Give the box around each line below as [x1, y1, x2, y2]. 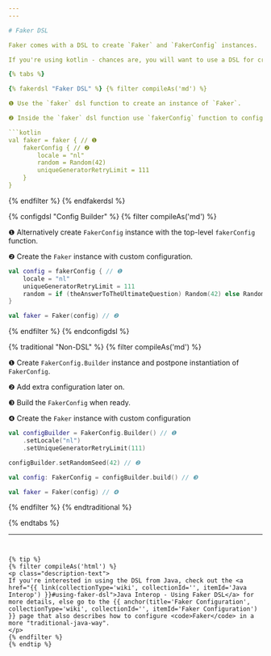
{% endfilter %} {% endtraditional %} [8, 502, 132, 512]
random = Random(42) [37, 159, 106, 167]
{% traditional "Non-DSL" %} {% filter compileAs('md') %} [8, 342, 202, 352]
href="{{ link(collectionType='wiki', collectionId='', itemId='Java [8, 584, 248, 592]
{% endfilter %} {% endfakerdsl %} [8, 196, 126, 205]
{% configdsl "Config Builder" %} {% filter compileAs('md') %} [8, 211, 218, 221]
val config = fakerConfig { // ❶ [8, 267, 123, 275]
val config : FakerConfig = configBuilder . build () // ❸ [8, 473, 198, 481]
